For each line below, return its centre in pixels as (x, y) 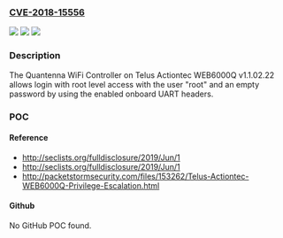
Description (35, 56)
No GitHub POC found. (50, 225)
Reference (29, 138)
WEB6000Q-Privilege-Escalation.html (91, 185)
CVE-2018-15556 (47, 12)
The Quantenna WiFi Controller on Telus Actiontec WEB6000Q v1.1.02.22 (142, 75)
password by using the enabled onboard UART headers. (111, 94)
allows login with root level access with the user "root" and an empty (134, 84)
